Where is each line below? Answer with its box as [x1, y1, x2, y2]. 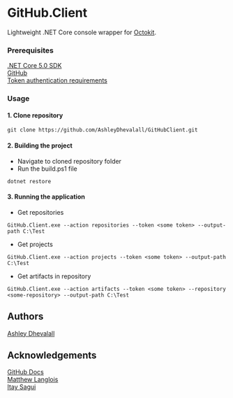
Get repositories [17, 208, 64, 216]
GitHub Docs [7, 368, 44, 376]
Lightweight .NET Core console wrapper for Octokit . [7, 28, 157, 36]
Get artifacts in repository [17, 271, 91, 280]
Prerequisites [7, 45, 54, 55]
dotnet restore [7, 178, 52, 185]
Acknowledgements [7, 349, 97, 361]
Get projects [17, 240, 54, 248]
